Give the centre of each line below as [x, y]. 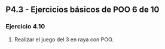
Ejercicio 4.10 [25, 27]
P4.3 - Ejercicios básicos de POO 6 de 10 [82, 10]
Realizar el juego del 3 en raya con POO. [64, 39]
